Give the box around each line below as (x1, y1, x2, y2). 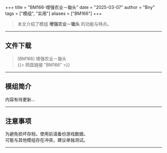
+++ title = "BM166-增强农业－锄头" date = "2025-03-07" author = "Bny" (5, 4, 155, 10)
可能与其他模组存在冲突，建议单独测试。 (5, 137, 88, 143)
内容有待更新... (5, 96, 36, 102)
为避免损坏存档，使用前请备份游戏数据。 (5, 131, 88, 137)
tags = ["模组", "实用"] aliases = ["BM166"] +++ (5, 10, 102, 16)
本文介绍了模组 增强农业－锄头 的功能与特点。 (17, 21, 112, 27)
